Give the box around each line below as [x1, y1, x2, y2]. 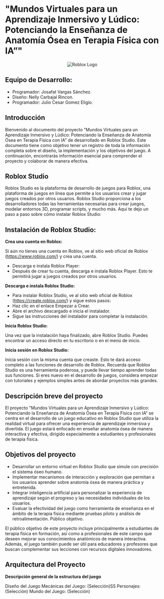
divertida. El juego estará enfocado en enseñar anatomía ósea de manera [5, 426, 153, 431]
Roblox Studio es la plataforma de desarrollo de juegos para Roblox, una [5, 185, 151, 191]
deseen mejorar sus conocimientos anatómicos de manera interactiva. [5, 536, 147, 541]
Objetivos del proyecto [5, 450, 76, 459]
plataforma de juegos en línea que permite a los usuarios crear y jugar [5, 190, 147, 196]
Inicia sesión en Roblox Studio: [5, 347, 69, 353]
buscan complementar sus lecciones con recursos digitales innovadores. [5, 546, 153, 552]
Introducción [5, 114, 46, 122]
